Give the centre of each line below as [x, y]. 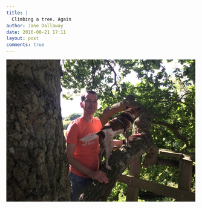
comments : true [25, 45]
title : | [17, 13]
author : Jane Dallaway [35, 25]
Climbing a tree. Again [41, 19]
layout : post [23, 39]
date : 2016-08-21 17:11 [36, 32]
